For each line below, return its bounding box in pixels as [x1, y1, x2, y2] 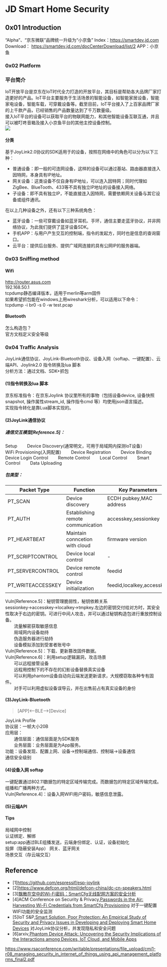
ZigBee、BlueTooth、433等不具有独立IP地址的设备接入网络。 [12, 184, 138, 190]
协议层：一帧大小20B [5, 723, 49, 729]
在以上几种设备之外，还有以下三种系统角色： [5, 207, 97, 213]
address [107, 501, 127, 508]
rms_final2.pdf [5, 956, 35, 962]
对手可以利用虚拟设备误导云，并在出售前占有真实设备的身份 [14, 685, 136, 691]
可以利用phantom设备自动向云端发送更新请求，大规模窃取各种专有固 [14, 672, 154, 679]
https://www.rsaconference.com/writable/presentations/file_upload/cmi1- [5, 946, 156, 952]
